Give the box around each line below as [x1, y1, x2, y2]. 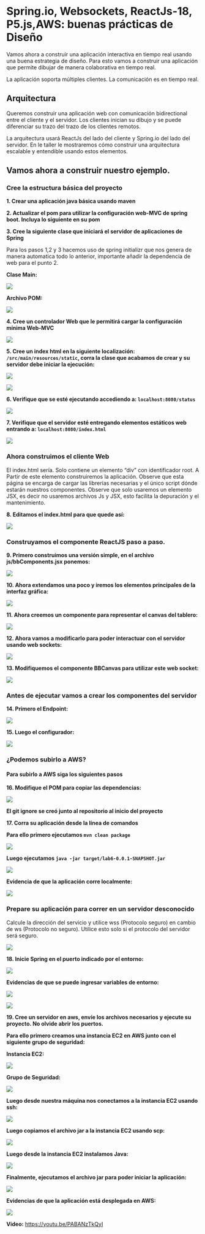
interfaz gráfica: [6, 588, 49, 595]
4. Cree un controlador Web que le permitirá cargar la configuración [6, 318, 182, 326]
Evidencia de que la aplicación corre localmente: [6, 878, 133, 885]
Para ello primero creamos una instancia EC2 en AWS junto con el [6, 1032, 176, 1039]
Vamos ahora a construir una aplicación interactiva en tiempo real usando [6, 50, 192, 58]
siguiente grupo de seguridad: [6, 1038, 85, 1046]
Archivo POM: [6, 294, 43, 302]
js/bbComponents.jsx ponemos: [6, 558, 91, 565]
